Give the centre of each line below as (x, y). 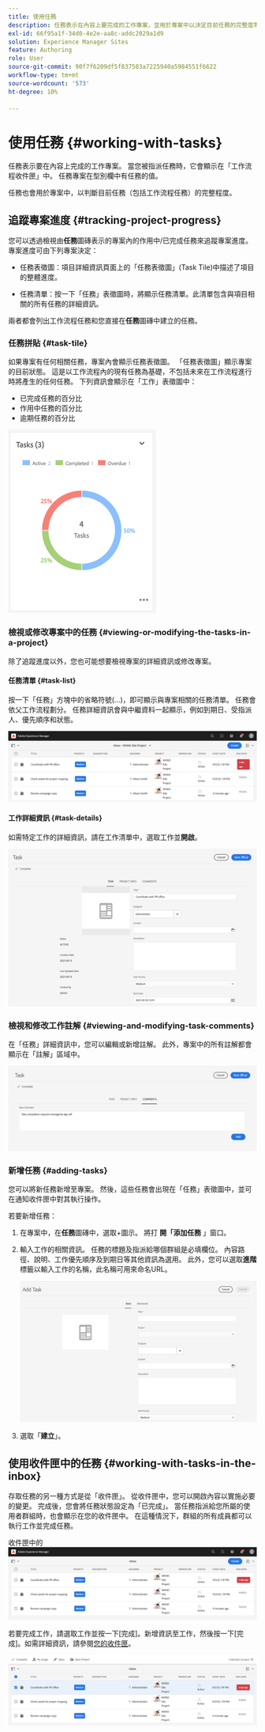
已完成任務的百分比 (51, 399)
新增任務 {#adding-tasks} (58, 1170)
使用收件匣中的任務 (55, 1463)
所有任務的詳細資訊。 (68, 304)
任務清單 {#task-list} (42, 681)
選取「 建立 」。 (42, 1436)
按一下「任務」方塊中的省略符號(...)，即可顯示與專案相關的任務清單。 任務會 (132, 699)
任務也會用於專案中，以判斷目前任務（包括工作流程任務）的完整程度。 (122, 193)
